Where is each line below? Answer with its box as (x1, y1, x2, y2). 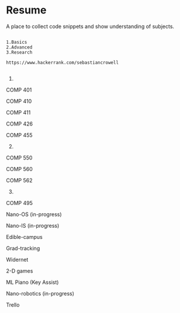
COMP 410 (6, 98, 32, 105)
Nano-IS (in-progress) (6, 222, 60, 229)
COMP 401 (6, 86, 32, 93)
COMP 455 (6, 131, 33, 138)
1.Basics (6, 39, 27, 45)
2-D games (6, 267, 33, 274)
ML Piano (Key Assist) (6, 279, 59, 286)
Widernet (6, 256, 29, 263)
